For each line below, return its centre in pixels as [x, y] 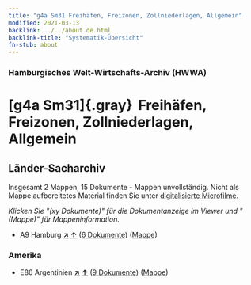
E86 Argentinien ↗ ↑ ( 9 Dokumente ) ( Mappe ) [94, 272]
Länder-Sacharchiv [57, 168]
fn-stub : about [33, 45]
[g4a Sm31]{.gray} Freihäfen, [108, 106]
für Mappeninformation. [81, 219]
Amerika [25, 255]
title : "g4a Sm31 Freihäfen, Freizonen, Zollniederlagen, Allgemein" [125, 15]
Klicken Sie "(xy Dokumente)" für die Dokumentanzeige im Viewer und [123, 211]
